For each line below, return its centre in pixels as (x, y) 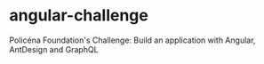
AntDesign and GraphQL (54, 49)
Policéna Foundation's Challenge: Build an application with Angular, (132, 40)
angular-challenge (79, 16)
